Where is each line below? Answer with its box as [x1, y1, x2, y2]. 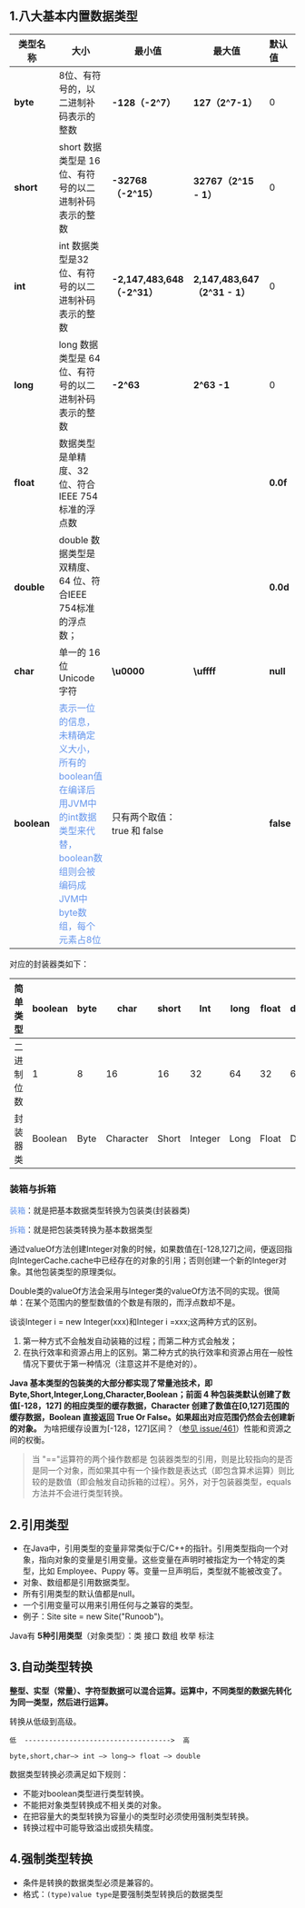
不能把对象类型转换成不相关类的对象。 [22, 1799, 166, 1810]
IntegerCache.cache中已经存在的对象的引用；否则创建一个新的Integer [16, 1255, 280, 1266]
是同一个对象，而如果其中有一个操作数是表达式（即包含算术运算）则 [31, 1466, 287, 1476]
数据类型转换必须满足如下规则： [9, 1768, 129, 1779]
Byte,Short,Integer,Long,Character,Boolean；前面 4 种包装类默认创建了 [9, 1389, 283, 1400]
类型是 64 [58, 352, 102, 364]
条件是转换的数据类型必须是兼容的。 [22, 1877, 159, 1888]
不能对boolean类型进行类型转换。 [22, 1788, 149, 1799]
